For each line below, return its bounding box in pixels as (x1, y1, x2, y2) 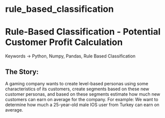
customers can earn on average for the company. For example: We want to (5, 96, 159, 102)
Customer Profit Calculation (5, 37, 123, 48)
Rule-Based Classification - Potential (5, 26, 161, 38)
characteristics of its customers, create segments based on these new (5, 86, 150, 92)
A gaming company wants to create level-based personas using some (5, 80, 149, 86)
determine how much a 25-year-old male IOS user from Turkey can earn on (5, 102, 160, 108)
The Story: (5, 67, 39, 76)
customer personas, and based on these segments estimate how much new (5, 91, 161, 97)
